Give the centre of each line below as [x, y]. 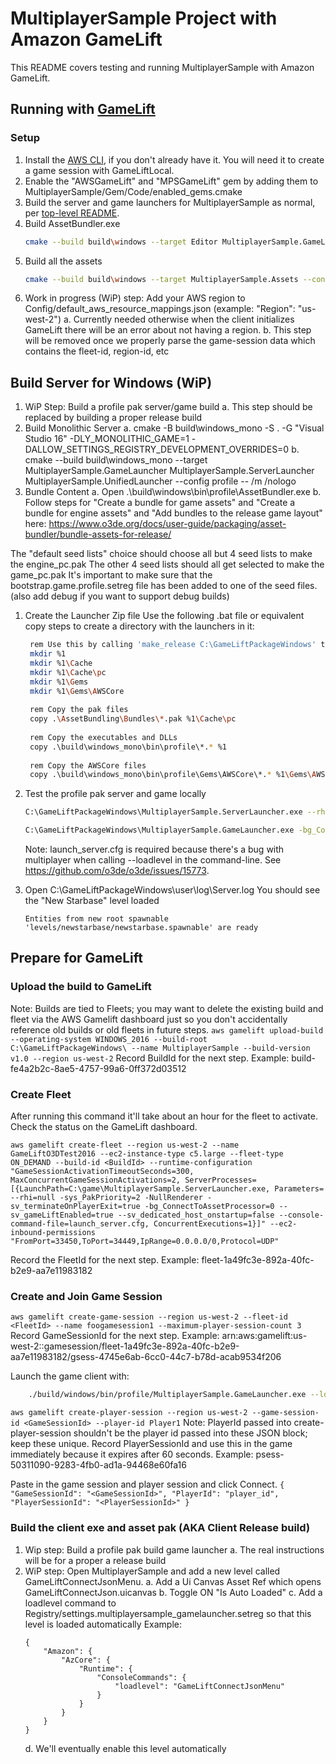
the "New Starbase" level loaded [92, 901]
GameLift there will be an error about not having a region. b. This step [168, 330]
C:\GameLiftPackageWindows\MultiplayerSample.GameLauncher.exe [159, 830]
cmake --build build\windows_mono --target [116, 460]
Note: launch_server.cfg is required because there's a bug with [154, 849]
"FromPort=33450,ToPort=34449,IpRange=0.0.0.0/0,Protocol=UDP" [145, 1242]
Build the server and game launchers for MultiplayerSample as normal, [170, 202]
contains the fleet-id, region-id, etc [97, 351]
